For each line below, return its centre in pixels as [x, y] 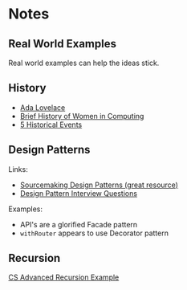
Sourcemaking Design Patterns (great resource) [99, 185]
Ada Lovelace [43, 107]
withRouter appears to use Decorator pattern [94, 233]
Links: [18, 169]
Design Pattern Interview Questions [79, 193]
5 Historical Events [51, 125]
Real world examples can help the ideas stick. [84, 63]
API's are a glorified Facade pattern [79, 224]
